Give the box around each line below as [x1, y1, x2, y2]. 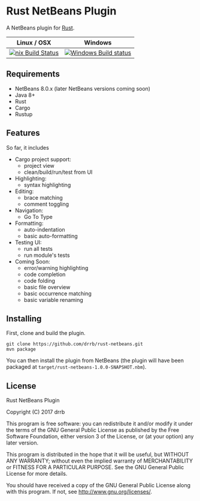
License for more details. [6, 470, 68, 478]
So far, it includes [6, 144, 49, 151]
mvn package [6, 346, 36, 352]
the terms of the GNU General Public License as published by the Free [6, 426, 180, 434]
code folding [23, 277, 56, 284]
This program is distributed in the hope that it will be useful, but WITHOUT [6, 451, 189, 458]
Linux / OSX [17, 38, 51, 46]
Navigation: [14, 206, 44, 214]
